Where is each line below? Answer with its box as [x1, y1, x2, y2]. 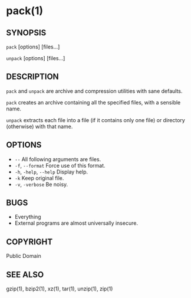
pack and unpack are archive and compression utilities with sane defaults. [6, 87, 183, 94]
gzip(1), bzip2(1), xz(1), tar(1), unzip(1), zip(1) [6, 285, 113, 293]
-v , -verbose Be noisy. [14, 181, 68, 188]
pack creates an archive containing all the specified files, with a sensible [6, 99, 181, 106]
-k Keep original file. [14, 174, 64, 181]
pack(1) [6, 4, 44, 18]
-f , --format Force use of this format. [14, 162, 106, 169]
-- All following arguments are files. [14, 155, 101, 163]
